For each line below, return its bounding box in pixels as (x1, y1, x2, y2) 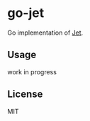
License (7, 88, 43, 100)
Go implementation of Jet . (7, 28, 84, 37)
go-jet (7, 5, 45, 21)
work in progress (7, 67, 57, 76)
